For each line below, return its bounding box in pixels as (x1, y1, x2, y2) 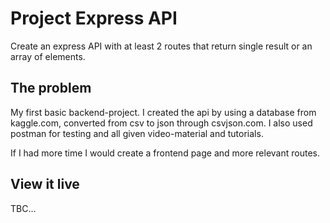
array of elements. (10, 50, 86, 62)
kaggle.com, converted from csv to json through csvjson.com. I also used (10, 117, 313, 129)
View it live (10, 176, 80, 193)
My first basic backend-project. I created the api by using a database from (10, 106, 317, 118)
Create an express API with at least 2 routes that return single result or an (10, 40, 313, 52)
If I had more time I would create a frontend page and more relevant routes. (10, 147, 321, 159)
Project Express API (10, 7, 178, 30)
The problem (10, 80, 92, 97)
